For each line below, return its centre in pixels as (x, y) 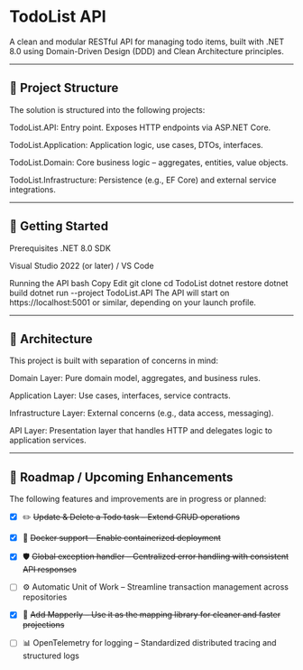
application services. (48, 441)
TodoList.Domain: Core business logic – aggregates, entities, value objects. (149, 162)
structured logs (50, 656)
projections (43, 625)
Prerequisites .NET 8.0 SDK (60, 248)
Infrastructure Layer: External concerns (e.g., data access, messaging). (142, 414)
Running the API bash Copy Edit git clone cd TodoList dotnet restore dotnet (149, 283)
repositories (45, 597)
